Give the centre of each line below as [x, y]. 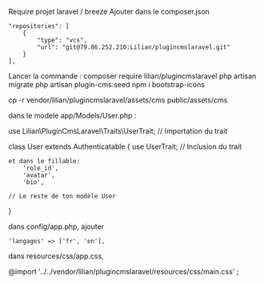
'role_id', [41, 168]
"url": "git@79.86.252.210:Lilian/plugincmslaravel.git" [134, 47]
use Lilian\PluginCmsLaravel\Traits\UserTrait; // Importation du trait [118, 131]
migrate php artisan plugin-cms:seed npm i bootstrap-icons [107, 84]
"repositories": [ [39, 26]
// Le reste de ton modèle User [62, 196]
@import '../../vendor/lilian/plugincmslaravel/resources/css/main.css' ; [124, 272]
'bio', [34, 182]
